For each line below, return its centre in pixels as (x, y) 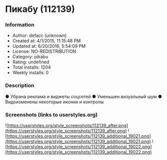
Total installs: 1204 (31, 67)
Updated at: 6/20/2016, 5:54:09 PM (49, 46)
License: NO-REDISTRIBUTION (44, 51)
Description (20, 86)
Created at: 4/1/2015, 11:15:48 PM (46, 41)
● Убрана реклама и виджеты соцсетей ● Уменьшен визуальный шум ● (84, 96)
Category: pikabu (30, 57)
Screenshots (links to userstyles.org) (51, 115)
